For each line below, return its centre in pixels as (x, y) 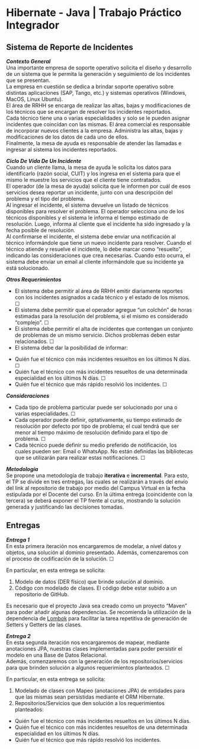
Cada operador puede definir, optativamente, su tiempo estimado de (98, 420)
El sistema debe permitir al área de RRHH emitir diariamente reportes (99, 291)
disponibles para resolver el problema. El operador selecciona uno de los (95, 211)
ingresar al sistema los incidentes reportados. (62, 149)
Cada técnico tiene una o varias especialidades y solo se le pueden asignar (98, 118)
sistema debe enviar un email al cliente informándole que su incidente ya (95, 262)
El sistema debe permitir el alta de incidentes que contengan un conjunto (104, 329)
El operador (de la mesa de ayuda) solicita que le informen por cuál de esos (98, 186)
